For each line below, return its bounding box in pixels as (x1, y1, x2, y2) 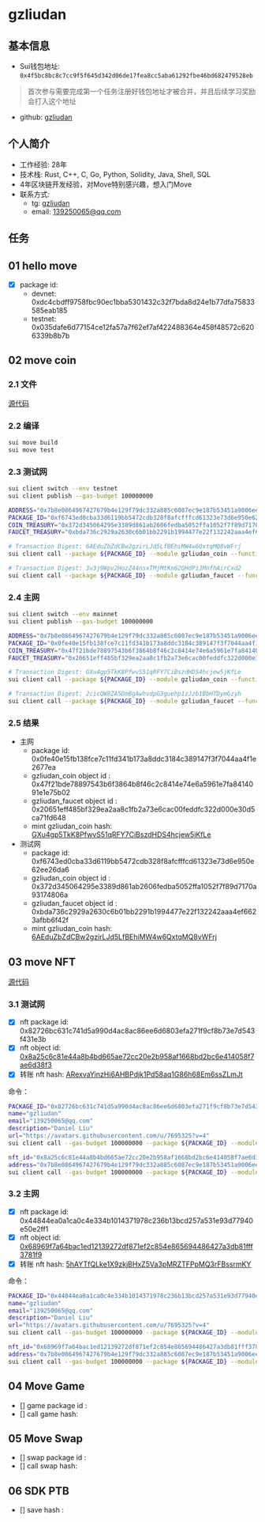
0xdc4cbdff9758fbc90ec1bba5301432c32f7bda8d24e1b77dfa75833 (31, 297, 255, 307)
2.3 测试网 (8, 466, 47, 477)
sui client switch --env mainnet (8, 611, 118, 619)
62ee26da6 (31, 865, 69, 875)
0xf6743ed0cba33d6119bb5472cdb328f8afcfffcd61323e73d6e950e (31, 857, 255, 866)
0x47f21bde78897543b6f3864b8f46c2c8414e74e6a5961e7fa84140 (31, 779, 254, 789)
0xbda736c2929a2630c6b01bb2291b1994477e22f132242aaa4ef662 (31, 907, 257, 917)
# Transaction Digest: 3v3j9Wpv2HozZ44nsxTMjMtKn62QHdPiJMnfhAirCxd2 (8, 564, 242, 573)
